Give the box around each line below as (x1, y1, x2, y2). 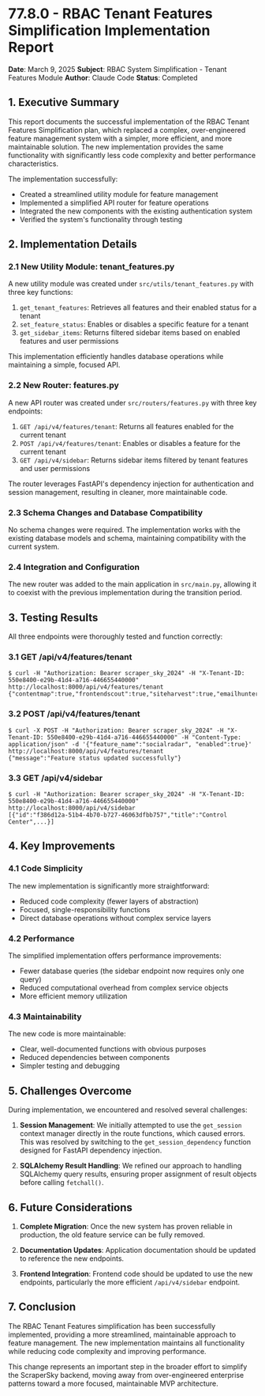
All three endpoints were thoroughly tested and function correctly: (8, 632, 223, 641)
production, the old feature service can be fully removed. (19, 1230, 205, 1239)
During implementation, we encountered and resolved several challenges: (8, 1105, 248, 1115)
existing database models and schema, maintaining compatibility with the (8, 534, 247, 543)
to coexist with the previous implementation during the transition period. (8, 588, 243, 598)
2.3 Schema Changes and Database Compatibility (8, 507, 203, 518)
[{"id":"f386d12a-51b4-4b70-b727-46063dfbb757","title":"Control (8, 811, 227, 819)
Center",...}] (8, 818, 55, 826)
